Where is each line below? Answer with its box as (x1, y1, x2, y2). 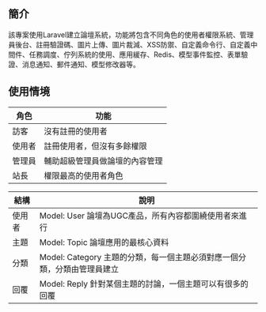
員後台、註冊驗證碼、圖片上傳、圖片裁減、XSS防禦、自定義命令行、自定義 (8, 39, 251, 49)
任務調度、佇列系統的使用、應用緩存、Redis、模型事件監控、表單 (28, 50, 241, 59)
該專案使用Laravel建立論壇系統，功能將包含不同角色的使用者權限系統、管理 (8, 30, 254, 39)
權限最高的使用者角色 (44, 170, 124, 181)
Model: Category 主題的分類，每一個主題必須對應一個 (39, 251, 239, 262)
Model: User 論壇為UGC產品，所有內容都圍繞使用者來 (39, 210, 240, 221)
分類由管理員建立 (55, 263, 119, 274)
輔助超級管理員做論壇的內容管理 (44, 155, 164, 166)
